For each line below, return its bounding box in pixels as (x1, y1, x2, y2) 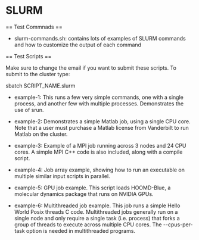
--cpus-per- (163, 221, 193, 228)
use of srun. (14, 106, 44, 113)
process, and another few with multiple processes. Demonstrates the (14, 99, 184, 107)
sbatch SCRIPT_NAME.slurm (5, 82, 76, 89)
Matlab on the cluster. (14, 130, 68, 138)
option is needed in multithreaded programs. (26, 227, 135, 234)
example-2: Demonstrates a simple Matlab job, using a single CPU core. (14, 117, 191, 125)
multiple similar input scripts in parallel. (14, 172, 111, 179)
